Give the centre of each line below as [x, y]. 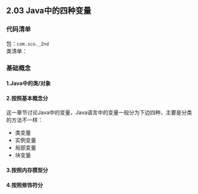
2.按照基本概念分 [27, 98]
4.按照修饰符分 [25, 185]
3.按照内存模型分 [27, 170]
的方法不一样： [25, 120]
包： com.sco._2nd [28, 43]
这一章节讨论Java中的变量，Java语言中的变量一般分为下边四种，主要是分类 [99, 113]
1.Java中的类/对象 [28, 83]
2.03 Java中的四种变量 [49, 11]
